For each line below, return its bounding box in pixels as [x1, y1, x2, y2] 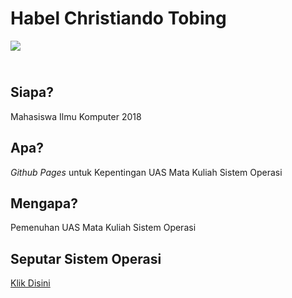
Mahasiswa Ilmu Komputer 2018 [10, 110, 142, 122]
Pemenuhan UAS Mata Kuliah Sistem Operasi [10, 222, 197, 234]
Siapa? [10, 84, 55, 101]
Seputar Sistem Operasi [10, 250, 162, 267]
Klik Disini [10, 277, 51, 289]
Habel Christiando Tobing [10, 7, 227, 30]
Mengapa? [10, 195, 78, 212]
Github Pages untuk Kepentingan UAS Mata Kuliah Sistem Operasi [10, 166, 283, 178]
